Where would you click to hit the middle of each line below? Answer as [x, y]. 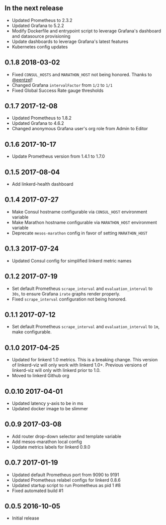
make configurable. [32, 332]
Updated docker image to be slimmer [50, 408]
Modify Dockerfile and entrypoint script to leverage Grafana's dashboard [86, 31]
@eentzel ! [22, 80]
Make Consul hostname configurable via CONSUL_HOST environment [80, 212]
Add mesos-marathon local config [47, 442]
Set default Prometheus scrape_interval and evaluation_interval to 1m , [85, 327]
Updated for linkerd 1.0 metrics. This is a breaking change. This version [84, 360]
